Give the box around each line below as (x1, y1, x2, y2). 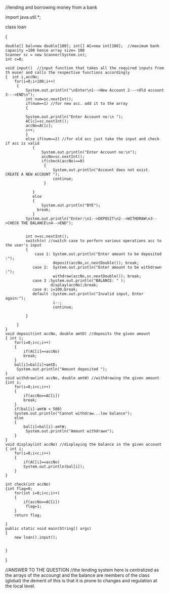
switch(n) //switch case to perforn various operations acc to (25, 238, 162, 243)
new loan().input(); (14, 535, 58, 540)
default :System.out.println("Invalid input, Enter (32, 291, 144, 296)
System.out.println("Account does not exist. (53, 167, 151, 173)
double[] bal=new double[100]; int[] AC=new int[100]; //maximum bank (5, 44, 159, 49)
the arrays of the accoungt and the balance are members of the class (5, 572, 150, 578)
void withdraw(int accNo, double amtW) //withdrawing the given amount (5, 375, 159, 380)
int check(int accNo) (5, 482, 51, 487)
